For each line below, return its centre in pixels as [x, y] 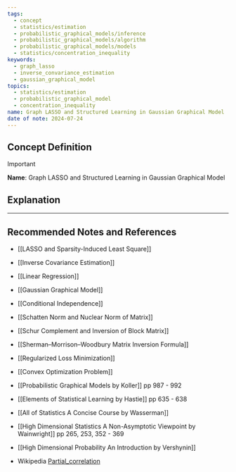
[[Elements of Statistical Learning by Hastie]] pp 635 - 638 [102, 399]
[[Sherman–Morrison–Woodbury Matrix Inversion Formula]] [103, 344]
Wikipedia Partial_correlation [59, 461]
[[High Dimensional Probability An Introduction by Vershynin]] [107, 447]
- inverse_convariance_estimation [64, 73]
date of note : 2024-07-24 [45, 118]
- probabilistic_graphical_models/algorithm [80, 40]
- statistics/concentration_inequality [72, 54]
